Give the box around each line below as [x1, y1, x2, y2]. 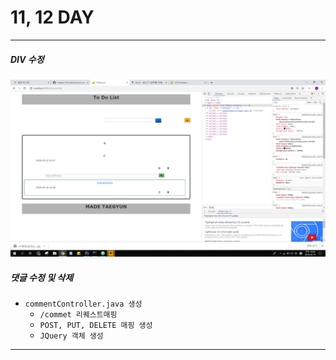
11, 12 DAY [10, 6, 95, 29]
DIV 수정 [10, 53, 45, 65]
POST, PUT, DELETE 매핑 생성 [39, 321, 153, 331]
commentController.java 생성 [24, 299, 143, 310]
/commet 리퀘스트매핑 [39, 310, 118, 320]
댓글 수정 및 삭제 [10, 272, 74, 283]
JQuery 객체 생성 [39, 331, 104, 341]
